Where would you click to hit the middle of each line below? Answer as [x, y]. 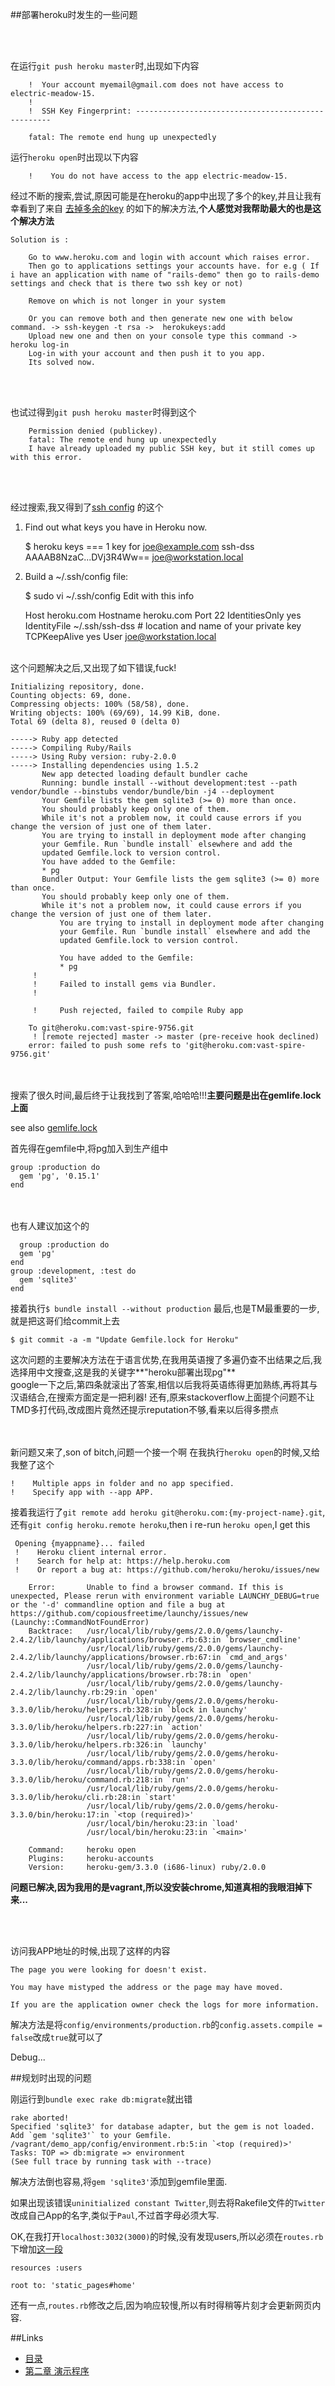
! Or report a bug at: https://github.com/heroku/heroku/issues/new [167, 1570]
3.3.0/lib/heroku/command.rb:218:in [86, 1780]
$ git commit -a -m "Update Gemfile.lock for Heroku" [125, 1340]
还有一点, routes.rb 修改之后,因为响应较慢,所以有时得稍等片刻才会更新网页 [161, 2305]
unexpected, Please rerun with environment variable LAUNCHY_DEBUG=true [165, 1596]
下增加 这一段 [36, 2249]
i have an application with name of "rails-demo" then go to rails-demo [165, 275]
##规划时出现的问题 [51, 2077]
